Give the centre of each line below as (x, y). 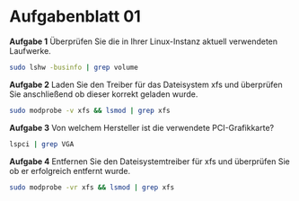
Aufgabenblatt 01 (75, 17)
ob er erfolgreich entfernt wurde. (70, 170)
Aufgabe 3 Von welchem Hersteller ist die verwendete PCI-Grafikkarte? (142, 127)
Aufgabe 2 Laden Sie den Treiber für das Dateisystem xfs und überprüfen (146, 84)
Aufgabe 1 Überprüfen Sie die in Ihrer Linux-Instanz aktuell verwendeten (144, 41)
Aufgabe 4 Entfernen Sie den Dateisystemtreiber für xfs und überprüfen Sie (149, 161)
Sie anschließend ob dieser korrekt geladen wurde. (104, 94)
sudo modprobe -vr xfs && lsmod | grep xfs (92, 187)
